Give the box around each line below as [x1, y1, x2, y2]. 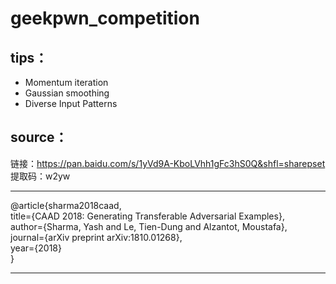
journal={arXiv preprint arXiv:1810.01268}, [10, 231, 183, 243]
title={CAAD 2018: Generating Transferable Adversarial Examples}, [10, 210, 285, 222]
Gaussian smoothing [24, 87, 110, 99]
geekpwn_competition [10, 7, 200, 30]
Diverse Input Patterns [24, 98, 118, 109]
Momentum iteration [24, 77, 109, 88]
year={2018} [10, 242, 62, 254]
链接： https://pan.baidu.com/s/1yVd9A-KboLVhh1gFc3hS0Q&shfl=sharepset [10, 157, 326, 169]
